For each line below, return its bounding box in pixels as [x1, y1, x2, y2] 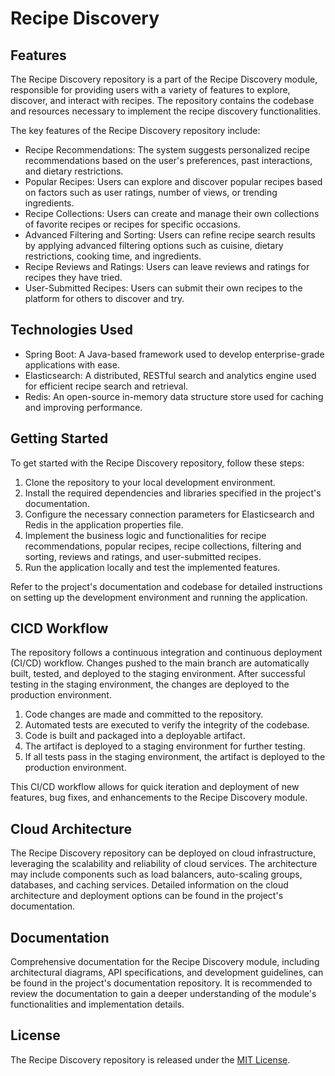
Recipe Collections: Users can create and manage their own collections [24, 208, 320, 219]
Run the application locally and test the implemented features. [24, 561, 281, 573]
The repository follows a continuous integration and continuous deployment [10, 647, 323, 659]
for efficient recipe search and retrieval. [24, 380, 189, 392]
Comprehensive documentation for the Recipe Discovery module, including [10, 956, 320, 968]
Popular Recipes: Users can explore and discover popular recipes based [24, 176, 323, 187]
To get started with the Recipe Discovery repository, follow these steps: [10, 457, 305, 469]
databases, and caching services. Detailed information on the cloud [10, 879, 289, 891]
